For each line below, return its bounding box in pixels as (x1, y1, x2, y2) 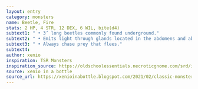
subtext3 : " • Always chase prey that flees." (6, 42, 123, 47)
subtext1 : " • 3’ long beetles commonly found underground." (6, 30, 160, 36)
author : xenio (6, 52, 41, 58)
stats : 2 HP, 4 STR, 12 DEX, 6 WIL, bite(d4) (6, 25, 120, 31)
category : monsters (6, 14, 54, 20)
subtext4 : (6, 47, 31, 53)
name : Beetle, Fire (6, 19, 54, 25)
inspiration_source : (6, 63, 57, 69)
